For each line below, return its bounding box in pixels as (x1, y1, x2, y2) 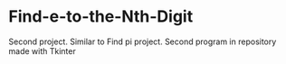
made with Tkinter (8, 45, 76, 56)
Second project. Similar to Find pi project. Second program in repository (8, 36, 277, 47)
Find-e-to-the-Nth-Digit (8, 6, 194, 27)
